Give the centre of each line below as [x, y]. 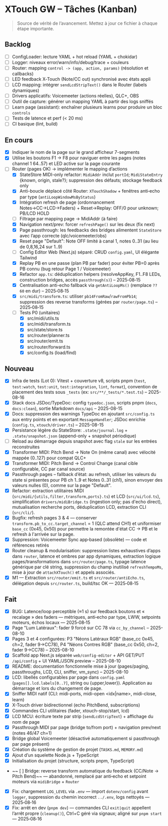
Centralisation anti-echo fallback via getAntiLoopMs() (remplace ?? [88, 285]
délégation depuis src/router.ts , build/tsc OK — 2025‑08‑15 [75, 583]
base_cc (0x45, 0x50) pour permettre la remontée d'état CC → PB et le [85, 529]
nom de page [26, 722]
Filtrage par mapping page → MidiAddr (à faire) [68, 218]
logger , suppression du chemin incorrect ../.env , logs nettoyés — [81, 797]
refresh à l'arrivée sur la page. [43, 534]
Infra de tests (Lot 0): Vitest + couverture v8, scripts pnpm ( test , [79, 381]
